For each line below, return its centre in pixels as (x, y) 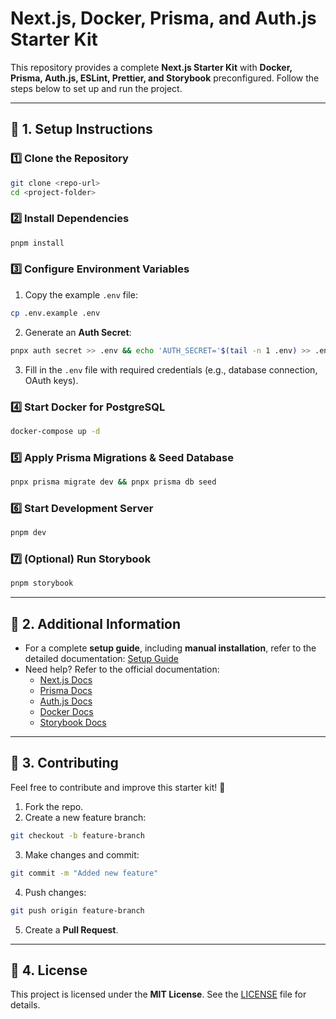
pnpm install (37, 243)
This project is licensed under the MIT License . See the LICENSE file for (158, 994)
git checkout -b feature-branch (77, 835)
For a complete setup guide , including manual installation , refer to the (170, 648)
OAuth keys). (51, 380)
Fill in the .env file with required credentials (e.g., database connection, (171, 369)
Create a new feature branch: (85, 817)
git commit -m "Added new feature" (84, 873)
